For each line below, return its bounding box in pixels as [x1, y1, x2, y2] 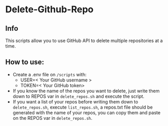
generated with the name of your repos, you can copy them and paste [12, 109, 161, 116]
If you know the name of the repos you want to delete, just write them [12, 88, 160, 94]
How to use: [5, 58, 45, 67]
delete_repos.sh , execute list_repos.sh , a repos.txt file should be [12, 104, 153, 110]
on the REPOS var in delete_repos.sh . [12, 115, 93, 121]
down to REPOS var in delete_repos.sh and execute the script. [12, 93, 144, 99]
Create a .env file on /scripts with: [12, 71, 87, 77]
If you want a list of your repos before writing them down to [12, 98, 138, 104]
